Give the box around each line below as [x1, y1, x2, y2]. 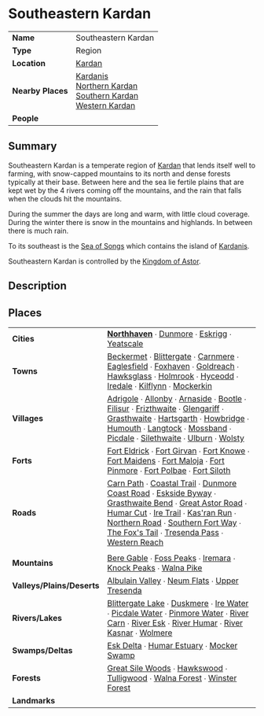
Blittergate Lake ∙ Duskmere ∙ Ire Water [107, 597, 249, 608]
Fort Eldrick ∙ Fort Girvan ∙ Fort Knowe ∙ [107, 445, 250, 456]
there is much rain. [8, 226, 69, 235]
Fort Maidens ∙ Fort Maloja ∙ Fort [107, 455, 225, 466]
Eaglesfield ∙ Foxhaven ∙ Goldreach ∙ [107, 360, 240, 371]
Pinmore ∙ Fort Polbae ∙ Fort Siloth [107, 465, 231, 476]
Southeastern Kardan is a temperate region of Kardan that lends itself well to [8, 161, 256, 170]
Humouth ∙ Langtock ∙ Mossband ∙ [107, 423, 232, 434]
